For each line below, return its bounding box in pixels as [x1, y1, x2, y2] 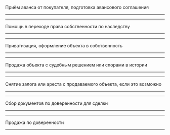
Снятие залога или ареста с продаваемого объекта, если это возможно [5, 81, 162, 87]
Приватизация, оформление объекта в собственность [5, 43, 123, 48]
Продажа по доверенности [5, 119, 64, 125]
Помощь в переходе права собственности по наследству [5, 24, 130, 29]
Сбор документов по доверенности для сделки [5, 100, 108, 106]
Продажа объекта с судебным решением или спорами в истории [5, 62, 148, 67]
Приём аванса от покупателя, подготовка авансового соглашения [5, 5, 149, 10]
